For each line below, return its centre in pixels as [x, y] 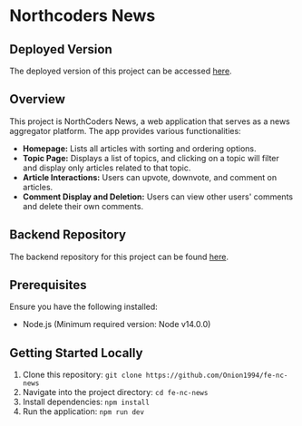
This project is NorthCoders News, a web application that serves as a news [150, 121]
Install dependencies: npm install [86, 402]
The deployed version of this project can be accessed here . [121, 71]
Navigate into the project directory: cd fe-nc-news [115, 392]
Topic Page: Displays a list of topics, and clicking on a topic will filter [151, 158]
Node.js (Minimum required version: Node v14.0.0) [117, 324]
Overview [38, 99]
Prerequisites [48, 285]
